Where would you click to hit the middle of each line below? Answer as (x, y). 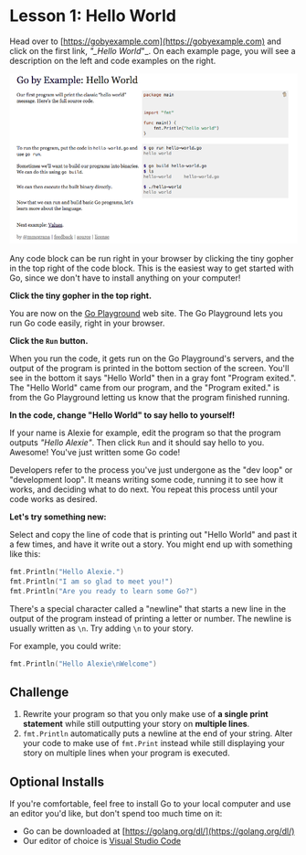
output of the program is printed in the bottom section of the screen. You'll (149, 368)
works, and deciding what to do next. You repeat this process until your (144, 489)
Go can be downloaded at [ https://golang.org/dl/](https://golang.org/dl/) (158, 831)
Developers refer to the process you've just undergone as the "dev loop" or (151, 470)
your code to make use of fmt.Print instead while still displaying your (153, 743)
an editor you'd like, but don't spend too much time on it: (116, 814)
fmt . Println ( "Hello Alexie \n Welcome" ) (83, 664)
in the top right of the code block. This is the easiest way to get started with (152, 268)
